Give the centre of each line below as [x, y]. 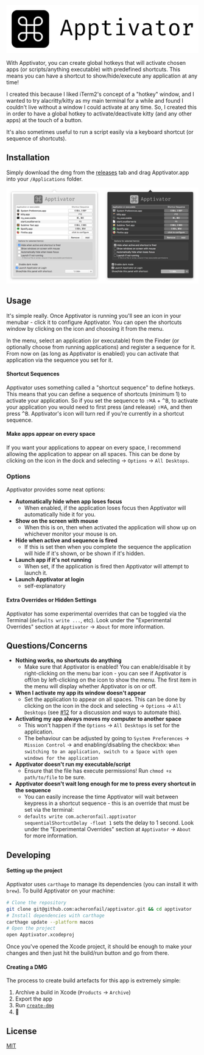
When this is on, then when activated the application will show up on [110, 527]
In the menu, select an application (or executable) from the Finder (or [93, 340]
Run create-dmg [34, 1005]
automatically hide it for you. [60, 515]
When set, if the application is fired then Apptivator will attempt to [107, 567]
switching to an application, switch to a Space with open [101, 752]
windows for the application [61, 759]
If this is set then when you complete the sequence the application [107, 547]
